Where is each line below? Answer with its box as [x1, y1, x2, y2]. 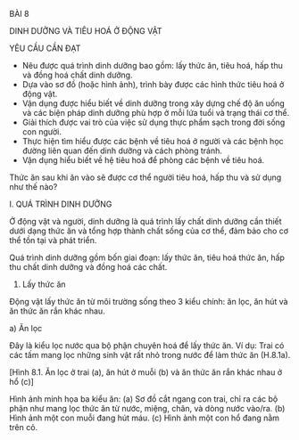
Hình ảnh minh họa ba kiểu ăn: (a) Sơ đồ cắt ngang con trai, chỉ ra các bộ [9, 394, 278, 404]
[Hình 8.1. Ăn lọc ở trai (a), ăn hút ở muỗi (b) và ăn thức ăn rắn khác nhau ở [9, 367, 283, 378]
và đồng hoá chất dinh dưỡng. [21, 69, 133, 80]
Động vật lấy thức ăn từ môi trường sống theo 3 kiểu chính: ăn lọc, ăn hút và [9, 297, 288, 306]
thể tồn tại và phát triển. [9, 235, 97, 245]
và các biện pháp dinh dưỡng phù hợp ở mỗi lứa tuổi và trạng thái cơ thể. [21, 108, 290, 118]
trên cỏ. [9, 422, 38, 432]
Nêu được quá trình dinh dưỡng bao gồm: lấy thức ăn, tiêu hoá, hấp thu [21, 61, 283, 70]
